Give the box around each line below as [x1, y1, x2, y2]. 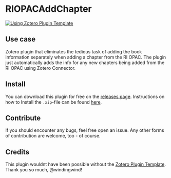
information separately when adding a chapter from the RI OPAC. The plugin [5, 54, 166, 60]
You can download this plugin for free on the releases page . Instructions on [5, 93, 165, 100]
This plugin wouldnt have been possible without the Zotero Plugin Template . [5, 161, 166, 167]
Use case [5, 35, 36, 44]
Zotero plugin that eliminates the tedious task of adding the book [5, 48, 142, 54]
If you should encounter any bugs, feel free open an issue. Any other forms [5, 127, 164, 133]
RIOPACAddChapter [5, 3, 92, 15]
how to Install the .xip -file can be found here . [5, 98, 102, 105]
